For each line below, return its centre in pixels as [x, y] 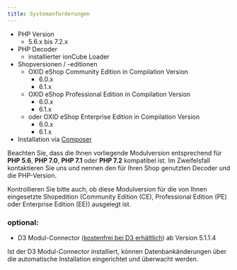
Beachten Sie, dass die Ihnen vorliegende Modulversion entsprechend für [115, 153]
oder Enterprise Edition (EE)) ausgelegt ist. [69, 204]
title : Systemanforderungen [49, 14]
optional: [23, 222]
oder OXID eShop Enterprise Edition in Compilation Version [114, 117]
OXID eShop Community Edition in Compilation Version [108, 71]
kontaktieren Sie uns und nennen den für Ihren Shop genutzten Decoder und [119, 168]
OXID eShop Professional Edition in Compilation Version [109, 94]
